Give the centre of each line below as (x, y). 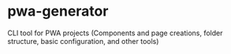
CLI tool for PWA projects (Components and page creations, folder (115, 33)
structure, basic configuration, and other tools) (83, 41)
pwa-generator (58, 11)
